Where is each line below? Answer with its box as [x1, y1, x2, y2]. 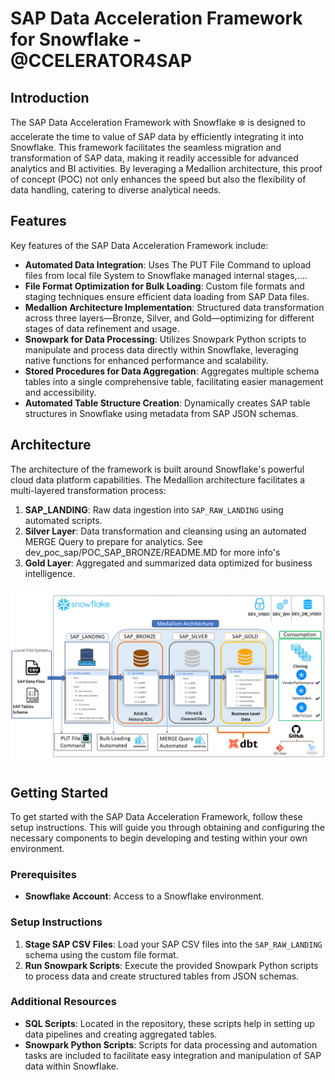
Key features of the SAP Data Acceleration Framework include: [10, 239, 269, 251]
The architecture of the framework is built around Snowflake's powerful [10, 463, 305, 475]
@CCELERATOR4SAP [10, 50, 193, 72]
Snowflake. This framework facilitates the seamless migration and [10, 142, 282, 153]
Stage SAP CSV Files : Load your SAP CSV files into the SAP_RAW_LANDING [24, 938, 323, 950]
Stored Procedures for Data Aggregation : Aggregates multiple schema [24, 365, 320, 377]
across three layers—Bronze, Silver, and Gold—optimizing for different [24, 312, 315, 324]
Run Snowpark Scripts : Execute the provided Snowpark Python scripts [24, 959, 319, 971]
